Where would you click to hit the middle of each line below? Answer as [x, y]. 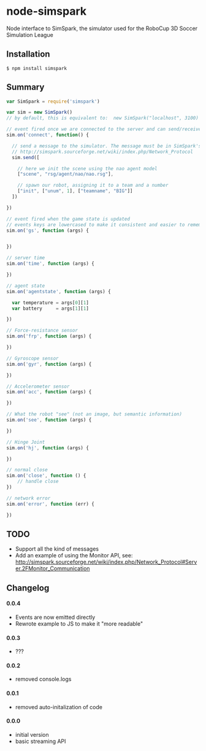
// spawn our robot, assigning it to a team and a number [93, 186]
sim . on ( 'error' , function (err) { [51, 504]
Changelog [28, 588]
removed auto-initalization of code [59, 707]
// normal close [27, 470]
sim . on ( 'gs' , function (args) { [48, 230]
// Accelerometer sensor [38, 386]
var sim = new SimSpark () [39, 112]
